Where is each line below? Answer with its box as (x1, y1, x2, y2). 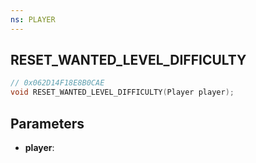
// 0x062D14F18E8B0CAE (10, 78, 105, 88)
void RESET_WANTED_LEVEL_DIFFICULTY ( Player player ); (10, 87, 235, 98)
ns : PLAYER (10, 14, 56, 25)
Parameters (10, 115, 85, 132)
